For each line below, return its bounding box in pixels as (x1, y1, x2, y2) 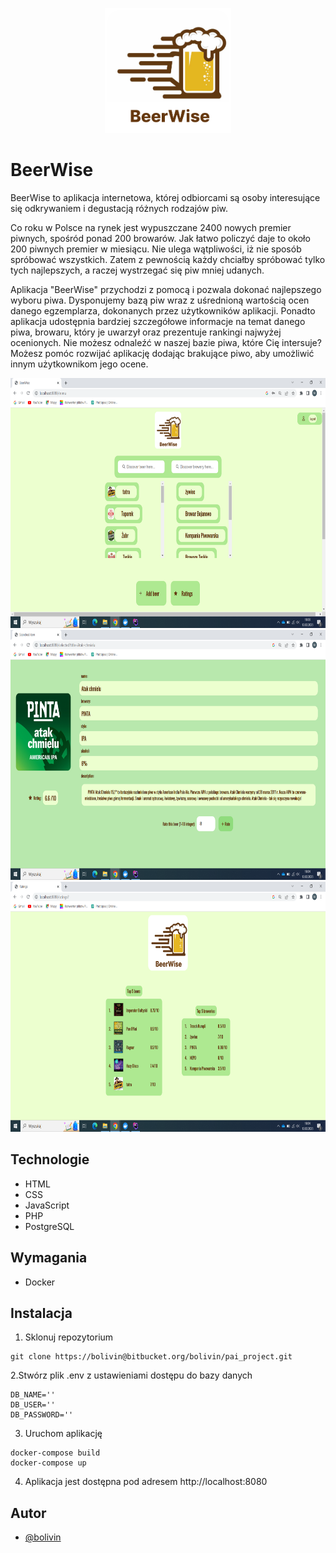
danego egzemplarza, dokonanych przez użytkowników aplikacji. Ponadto (10, 304, 316, 317)
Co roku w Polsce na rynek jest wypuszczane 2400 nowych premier (10, 221, 292, 233)
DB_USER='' (10, 1400, 56, 1410)
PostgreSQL (24, 1220, 75, 1232)
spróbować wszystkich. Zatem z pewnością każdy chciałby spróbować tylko (10, 253, 326, 265)
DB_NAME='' (10, 1390, 56, 1400)
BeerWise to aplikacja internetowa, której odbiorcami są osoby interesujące (10, 191, 321, 203)
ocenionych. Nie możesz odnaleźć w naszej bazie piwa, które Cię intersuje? (10, 336, 322, 348)
